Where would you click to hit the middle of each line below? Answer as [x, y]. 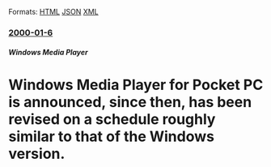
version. [37, 154]
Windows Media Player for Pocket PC [136, 85]
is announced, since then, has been [130, 102]
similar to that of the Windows [111, 136]
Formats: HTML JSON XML [53, 12]
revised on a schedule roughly [112, 119]
